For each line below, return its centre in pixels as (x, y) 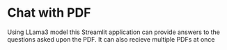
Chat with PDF (49, 13)
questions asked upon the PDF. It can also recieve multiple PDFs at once (111, 39)
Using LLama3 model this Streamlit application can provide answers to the (114, 32)
